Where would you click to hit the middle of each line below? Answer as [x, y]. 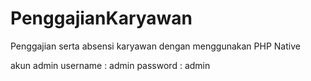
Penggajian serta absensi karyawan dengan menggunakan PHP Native [155, 46]
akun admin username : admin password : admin [110, 65]
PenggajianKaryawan [101, 18]
